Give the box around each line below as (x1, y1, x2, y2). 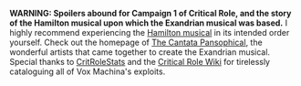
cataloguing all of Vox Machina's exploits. (9, 66, 166, 77)
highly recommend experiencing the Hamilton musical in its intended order (9, 27, 290, 38)
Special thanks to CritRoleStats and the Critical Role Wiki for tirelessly (9, 57, 271, 67)
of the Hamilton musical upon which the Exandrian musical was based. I (9, 17, 288, 28)
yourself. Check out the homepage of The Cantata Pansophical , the (9, 37, 263, 48)
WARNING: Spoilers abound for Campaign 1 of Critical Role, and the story (9, 8, 292, 18)
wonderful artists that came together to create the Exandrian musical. (9, 47, 271, 58)
